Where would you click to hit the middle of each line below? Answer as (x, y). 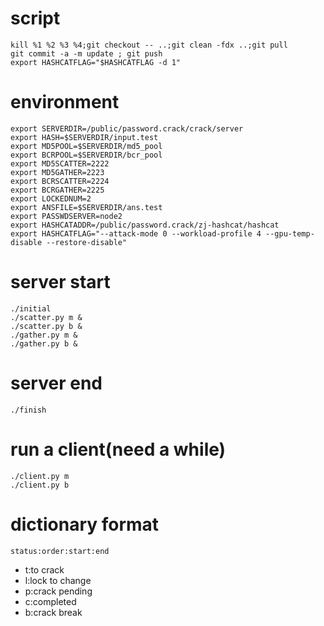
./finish (28, 410)
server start (60, 282)
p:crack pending (58, 591)
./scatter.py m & (46, 317)
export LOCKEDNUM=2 (51, 198)
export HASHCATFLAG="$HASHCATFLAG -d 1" (96, 62)
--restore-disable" (87, 242)
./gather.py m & (44, 335)
